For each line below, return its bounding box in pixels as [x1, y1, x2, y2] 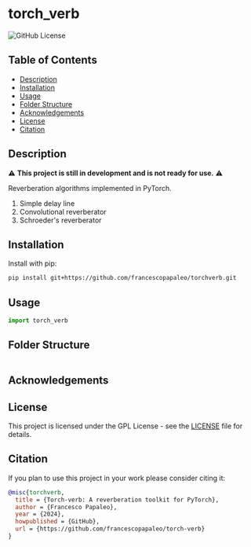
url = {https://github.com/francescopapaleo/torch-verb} [15, 525, 206, 533]
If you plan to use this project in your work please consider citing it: [8, 473, 226, 483]
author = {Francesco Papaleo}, [15, 503, 118, 511]
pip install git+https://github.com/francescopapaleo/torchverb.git [8, 274, 237, 282]
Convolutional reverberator [19, 207, 107, 216]
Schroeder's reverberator [19, 215, 102, 225]
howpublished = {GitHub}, [15, 518, 100, 526]
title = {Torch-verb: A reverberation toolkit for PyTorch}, [15, 496, 220, 504]
